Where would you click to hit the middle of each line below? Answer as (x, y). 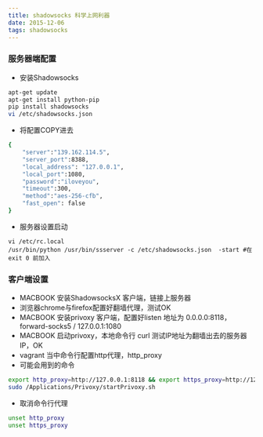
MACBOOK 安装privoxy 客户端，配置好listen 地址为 (102, 318)
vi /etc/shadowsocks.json (50, 115)
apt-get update (33, 92)
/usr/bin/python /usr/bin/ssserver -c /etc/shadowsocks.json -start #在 (130, 249)
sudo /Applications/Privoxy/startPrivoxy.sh (82, 388)
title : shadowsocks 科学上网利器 (59, 15)
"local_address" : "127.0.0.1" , (73, 167)
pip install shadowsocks (49, 107)
